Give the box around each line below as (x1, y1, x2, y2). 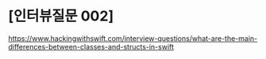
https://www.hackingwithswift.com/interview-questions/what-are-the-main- (8, 33, 258, 43)
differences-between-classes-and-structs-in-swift (8, 42, 175, 51)
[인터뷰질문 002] (8, 7, 114, 25)
